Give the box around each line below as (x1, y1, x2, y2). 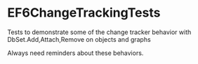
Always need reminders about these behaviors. (7, 49, 144, 57)
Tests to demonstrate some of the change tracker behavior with (7, 28, 192, 36)
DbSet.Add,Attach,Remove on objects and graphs (7, 35, 151, 43)
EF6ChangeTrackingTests (7, 5, 161, 21)
